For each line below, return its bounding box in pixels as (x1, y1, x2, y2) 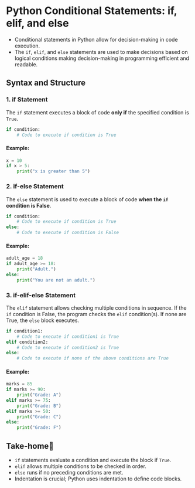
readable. (14, 60, 38, 68)
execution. (14, 42, 40, 49)
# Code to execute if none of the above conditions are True (16, 355, 169, 361)
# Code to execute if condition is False (16, 230, 119, 236)
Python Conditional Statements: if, (6, 4, 177, 18)
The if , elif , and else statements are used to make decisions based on (14, 48, 189, 55)
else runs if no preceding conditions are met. (14, 469, 124, 476)
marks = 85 (6, 381, 33, 387)
